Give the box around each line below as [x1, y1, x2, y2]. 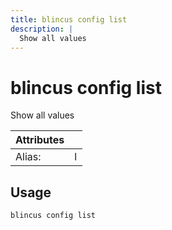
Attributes [15, 133, 65, 147]
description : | [10, 24, 74, 34]
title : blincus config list [10, 14, 128, 25]
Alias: [15, 150, 42, 164]
